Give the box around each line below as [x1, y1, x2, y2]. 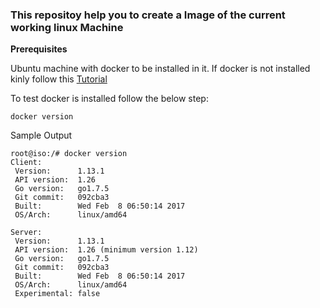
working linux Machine [10, 20, 124, 34]
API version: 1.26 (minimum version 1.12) [14, 245, 199, 255]
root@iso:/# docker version [10, 149, 128, 159]
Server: [10, 228, 43, 238]
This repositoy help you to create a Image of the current [10, 8, 286, 22]
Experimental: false [14, 289, 101, 299]
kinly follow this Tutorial [10, 73, 108, 85]
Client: [10, 158, 43, 168]
